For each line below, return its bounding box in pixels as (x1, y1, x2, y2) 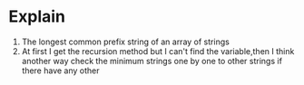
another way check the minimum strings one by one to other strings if (21, 55, 283, 66)
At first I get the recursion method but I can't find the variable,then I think (21, 45, 295, 56)
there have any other (21, 65, 101, 76)
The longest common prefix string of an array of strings (21, 36, 230, 47)
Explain (8, 6, 65, 27)
